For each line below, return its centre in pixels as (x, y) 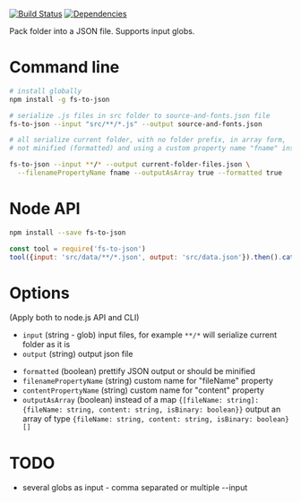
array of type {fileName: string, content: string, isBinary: (138, 419)
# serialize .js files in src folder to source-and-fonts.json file (140, 115)
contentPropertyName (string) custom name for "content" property (143, 390)
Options (39, 293)
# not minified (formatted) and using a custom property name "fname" (144, 149)
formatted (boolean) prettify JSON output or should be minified (138, 371)
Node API (45, 209)
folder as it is (46, 345)
